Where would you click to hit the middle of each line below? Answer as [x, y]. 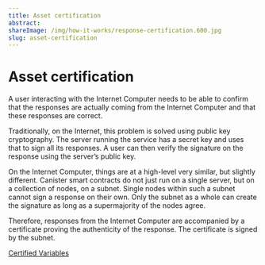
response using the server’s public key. [72, 156]
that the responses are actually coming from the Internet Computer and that [132, 107]
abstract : [25, 23]
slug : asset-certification [53, 38]
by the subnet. [32, 238]
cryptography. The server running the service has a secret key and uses [126, 140]
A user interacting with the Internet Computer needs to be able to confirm [128, 99]
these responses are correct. [56, 116]
